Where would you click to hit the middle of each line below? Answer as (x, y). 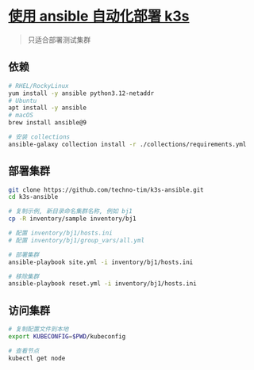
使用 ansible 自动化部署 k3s (99, 16)
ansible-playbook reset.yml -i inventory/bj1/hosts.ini (102, 284)
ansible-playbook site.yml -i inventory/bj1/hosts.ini (101, 262)
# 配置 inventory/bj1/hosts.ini (60, 233)
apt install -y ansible (48, 108)
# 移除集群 (24, 277)
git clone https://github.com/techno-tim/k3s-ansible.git (106, 190)
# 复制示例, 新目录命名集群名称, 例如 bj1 (70, 212)
